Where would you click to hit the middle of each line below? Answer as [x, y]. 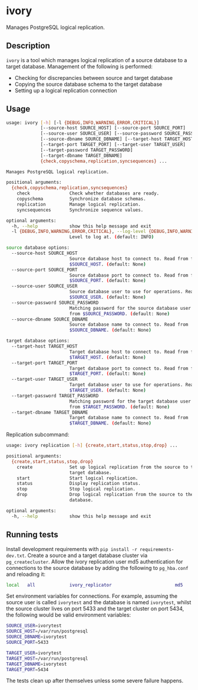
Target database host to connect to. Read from [129, 352]
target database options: [38, 341]
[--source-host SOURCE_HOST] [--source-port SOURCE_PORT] [113, 128]
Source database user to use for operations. [126, 292]
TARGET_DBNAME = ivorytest [37, 664]
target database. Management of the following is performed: [80, 66]
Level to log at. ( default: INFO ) [112, 237]
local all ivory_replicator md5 [95, 585]
